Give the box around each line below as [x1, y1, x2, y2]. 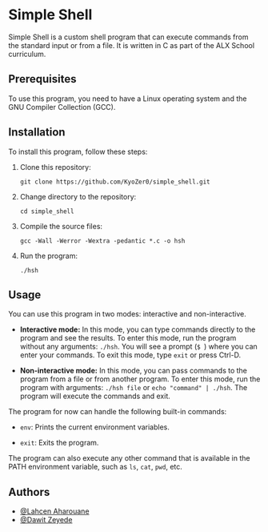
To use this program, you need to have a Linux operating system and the [8, 94, 247, 103]
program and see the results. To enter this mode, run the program [19, 333, 237, 343]
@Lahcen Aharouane [19, 506, 90, 516]
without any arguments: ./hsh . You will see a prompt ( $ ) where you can [19, 342, 258, 352]
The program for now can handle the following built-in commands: [8, 407, 227, 417]
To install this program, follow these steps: [8, 147, 148, 156]
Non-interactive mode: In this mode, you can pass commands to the [19, 366, 248, 376]
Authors [8, 485, 50, 498]
